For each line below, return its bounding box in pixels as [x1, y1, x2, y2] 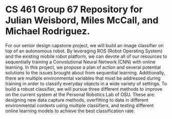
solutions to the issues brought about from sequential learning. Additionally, [5, 69, 165, 75]
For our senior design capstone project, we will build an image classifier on [5, 42, 164, 48]
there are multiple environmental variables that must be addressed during [5, 75, 161, 81]
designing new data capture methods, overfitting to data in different [5, 96, 149, 103]
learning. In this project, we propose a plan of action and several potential [5, 64, 161, 70]
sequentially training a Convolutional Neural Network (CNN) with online [5, 58, 156, 65]
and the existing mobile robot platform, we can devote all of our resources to [5, 53, 167, 60]
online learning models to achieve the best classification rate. [5, 108, 135, 114]
